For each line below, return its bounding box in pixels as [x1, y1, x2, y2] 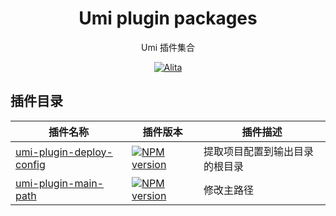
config [15, 157, 46, 171]
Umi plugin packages [78, 7, 258, 30]
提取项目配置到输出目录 [203, 144, 314, 158]
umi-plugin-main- [15, 176, 105, 190]
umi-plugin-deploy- [15, 145, 113, 159]
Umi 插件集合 [140, 41, 195, 53]
